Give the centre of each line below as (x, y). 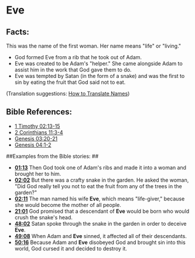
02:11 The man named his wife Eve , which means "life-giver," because (100, 198)
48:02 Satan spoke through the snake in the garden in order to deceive (100, 223)
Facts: (18, 32)
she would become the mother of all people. (68, 205)
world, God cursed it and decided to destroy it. (71, 248)
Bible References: (39, 112)
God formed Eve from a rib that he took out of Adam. (78, 57)
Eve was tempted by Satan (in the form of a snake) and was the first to (100, 76)
